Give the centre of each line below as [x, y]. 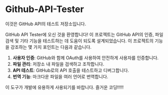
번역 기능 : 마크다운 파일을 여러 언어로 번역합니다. [60, 76]
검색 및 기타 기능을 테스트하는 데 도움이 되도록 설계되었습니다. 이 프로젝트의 [79, 41]
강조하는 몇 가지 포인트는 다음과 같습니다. [51, 47]
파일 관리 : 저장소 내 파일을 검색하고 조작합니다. [58, 64]
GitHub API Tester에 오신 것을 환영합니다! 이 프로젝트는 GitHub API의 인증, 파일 [84, 34]
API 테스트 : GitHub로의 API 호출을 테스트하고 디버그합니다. [71, 70]
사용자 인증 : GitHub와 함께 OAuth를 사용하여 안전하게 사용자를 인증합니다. [86, 58]
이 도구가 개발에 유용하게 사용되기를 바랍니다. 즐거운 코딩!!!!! [65, 87]
